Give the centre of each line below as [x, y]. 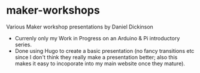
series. [23, 45]
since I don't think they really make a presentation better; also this [96, 57]
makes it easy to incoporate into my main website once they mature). [100, 64]
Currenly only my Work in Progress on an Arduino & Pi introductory [97, 38]
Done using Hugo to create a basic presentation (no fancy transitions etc [104, 50]
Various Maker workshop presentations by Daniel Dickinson [80, 27]
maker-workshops [53, 10]
